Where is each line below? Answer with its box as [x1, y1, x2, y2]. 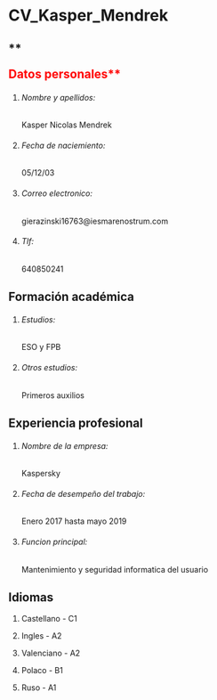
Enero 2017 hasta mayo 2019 [20, 516, 127, 526]
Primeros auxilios [20, 389, 85, 401]
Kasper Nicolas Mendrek [20, 119, 112, 130]
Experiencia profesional [8, 415, 143, 430]
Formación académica [8, 289, 134, 305]
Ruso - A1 [20, 682, 57, 693]
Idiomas [8, 590, 54, 605]
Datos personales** [8, 66, 122, 81]
